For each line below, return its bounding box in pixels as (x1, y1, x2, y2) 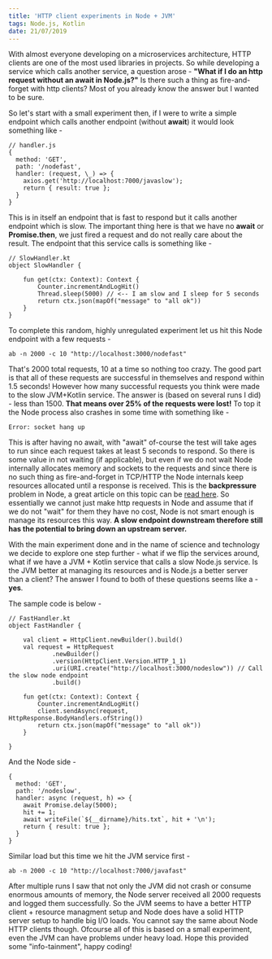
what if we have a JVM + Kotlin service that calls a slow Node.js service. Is (8, 557, 258, 567)
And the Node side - (8, 757, 76, 767)
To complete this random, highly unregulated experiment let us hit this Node (8, 326, 262, 335)
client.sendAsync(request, (37, 707, 129, 716)
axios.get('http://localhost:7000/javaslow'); (23, 177, 183, 186)
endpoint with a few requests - (8, 335, 111, 344)
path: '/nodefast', (15, 163, 82, 171)
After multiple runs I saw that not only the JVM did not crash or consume (8, 881, 252, 891)
